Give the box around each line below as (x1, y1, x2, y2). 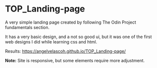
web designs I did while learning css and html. (5, 39, 97, 44)
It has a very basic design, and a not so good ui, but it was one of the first (5, 34, 152, 40)
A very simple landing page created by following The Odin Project (5, 19, 137, 25)
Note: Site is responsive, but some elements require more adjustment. (5, 57, 145, 63)
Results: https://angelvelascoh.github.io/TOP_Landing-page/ (5, 48, 126, 54)
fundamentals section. (5, 24, 50, 30)
